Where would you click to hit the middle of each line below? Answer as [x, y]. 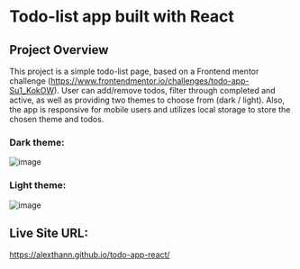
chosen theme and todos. [57, 119]
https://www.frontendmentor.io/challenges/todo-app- [150, 81]
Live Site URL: [49, 233]
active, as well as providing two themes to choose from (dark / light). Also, [147, 100]
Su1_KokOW [32, 90]
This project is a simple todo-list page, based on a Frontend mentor [134, 71]
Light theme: [38, 185]
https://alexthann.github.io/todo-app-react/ [90, 255]
